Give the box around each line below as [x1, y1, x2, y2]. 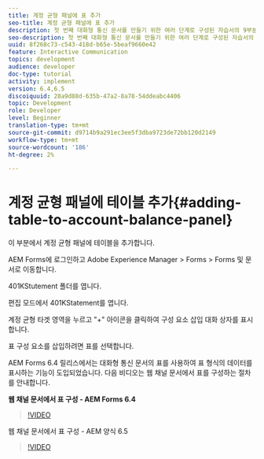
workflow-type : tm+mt [8, 135, 79, 144]
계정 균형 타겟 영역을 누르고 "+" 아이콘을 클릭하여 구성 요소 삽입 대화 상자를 [8, 315, 239, 324]
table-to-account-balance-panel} [8, 211, 233, 229]
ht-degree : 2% [8, 150, 55, 158]
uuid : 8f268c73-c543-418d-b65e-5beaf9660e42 [8, 41, 156, 49]
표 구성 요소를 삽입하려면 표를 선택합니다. [8, 342, 134, 351]
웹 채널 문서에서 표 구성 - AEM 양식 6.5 [8, 427, 128, 436]
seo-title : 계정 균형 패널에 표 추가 [8, 19, 115, 27]
